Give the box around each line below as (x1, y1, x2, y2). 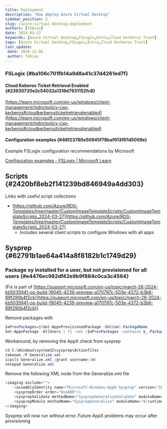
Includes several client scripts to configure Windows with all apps (19, 229, 154, 235)
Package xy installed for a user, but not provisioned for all (5, 266, 147, 273)
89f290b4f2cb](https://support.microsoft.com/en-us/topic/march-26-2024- (5, 295, 162, 301)
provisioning (5, 418, 31, 424)
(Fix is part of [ (5, 284, 36, 290)
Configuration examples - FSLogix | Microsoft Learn (5, 158, 112, 164)
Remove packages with (5, 315, 53, 321)
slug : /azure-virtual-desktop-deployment (5, 21, 92, 26)
